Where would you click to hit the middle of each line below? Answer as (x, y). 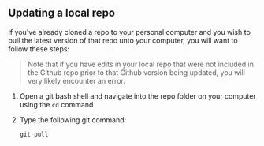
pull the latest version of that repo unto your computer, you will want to (123, 40)
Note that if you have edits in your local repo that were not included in (141, 64)
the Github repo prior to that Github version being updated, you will (136, 72)
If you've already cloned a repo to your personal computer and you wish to (129, 32)
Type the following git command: (73, 120)
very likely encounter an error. (76, 80)
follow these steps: (39, 49)
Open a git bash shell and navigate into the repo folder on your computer (138, 96)
